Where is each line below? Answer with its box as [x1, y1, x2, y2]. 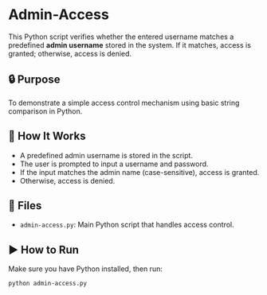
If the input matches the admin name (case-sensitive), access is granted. [19, 167, 260, 177]
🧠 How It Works [8, 130, 86, 143]
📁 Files [8, 199, 42, 212]
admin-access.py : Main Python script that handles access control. [19, 220, 234, 230]
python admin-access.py [8, 280, 88, 288]
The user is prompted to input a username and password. [19, 159, 209, 169]
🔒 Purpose [8, 73, 61, 87]
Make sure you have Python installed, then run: [8, 264, 163, 274]
